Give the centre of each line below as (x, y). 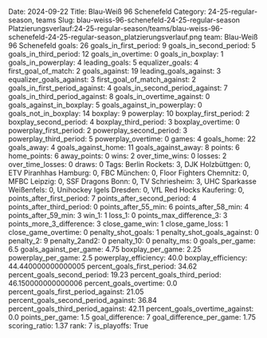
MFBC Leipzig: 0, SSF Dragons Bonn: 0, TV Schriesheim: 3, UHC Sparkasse (132, 181)
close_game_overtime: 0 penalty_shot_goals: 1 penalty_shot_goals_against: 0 (133, 232)
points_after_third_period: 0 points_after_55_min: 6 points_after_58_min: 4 (129, 207)
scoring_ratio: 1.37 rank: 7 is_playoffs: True (79, 326)
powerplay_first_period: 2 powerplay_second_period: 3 (98, 130)
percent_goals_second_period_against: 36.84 (83, 300)
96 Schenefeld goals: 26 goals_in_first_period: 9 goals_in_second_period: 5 (132, 46)
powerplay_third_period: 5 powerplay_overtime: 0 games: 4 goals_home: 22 (132, 139)
